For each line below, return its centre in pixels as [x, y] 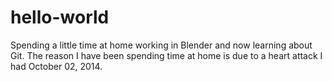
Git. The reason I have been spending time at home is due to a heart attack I [166, 55]
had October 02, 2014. [56, 66]
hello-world [60, 17]
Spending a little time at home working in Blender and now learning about [161, 45]
